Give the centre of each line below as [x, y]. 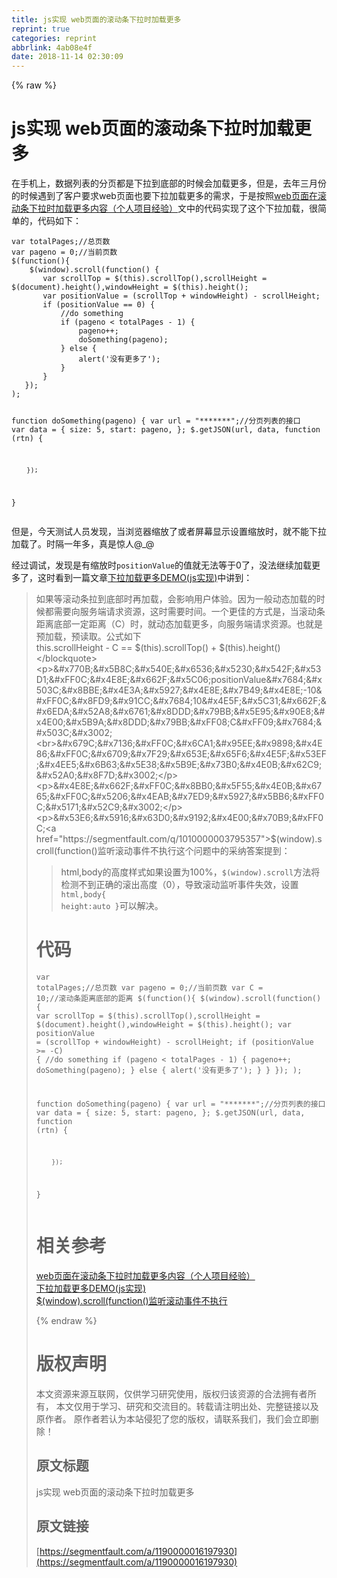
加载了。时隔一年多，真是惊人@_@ [83, 543]
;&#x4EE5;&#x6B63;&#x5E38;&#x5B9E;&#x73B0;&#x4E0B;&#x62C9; [179, 764]
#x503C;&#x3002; [74, 732]
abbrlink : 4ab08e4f [52, 47]
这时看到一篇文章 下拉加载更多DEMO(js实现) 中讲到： [145, 577]
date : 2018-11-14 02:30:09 [67, 57]
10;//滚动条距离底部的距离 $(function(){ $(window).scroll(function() [178, 998]
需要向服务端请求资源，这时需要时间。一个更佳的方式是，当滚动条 [189, 611]
